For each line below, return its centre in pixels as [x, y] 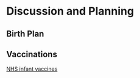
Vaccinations [32, 54]
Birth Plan [25, 34]
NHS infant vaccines [32, 69]
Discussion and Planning [70, 11]
